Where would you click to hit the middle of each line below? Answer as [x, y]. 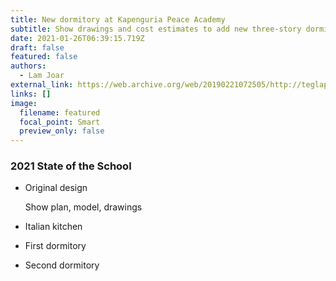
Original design [56, 188]
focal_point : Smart [60, 122]
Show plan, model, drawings [83, 207]
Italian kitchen [53, 227]
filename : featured [60, 112]
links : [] [31, 94]
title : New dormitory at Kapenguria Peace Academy [118, 19]
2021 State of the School [71, 166]
